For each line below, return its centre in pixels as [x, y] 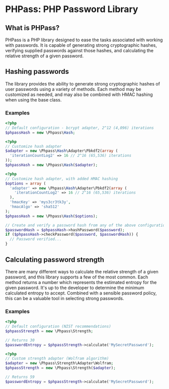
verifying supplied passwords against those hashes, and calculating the [79, 51]
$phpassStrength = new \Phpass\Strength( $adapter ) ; [60, 368]
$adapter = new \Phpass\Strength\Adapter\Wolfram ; [59, 363]
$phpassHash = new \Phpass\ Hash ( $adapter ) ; [52, 165]
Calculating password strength [55, 260]
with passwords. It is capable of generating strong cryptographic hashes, [81, 45]
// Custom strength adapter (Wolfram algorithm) [57, 359]
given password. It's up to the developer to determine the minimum [75, 287]
